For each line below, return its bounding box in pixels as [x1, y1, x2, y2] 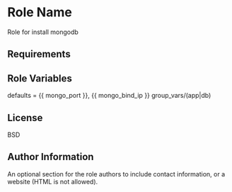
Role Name [7, 4, 72, 21]
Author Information [7, 151, 94, 163]
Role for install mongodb [7, 28, 79, 36]
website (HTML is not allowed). [7, 177, 98, 186]
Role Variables [7, 72, 72, 84]
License [7, 111, 43, 124]
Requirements [7, 48, 71, 60]
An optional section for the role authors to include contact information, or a [7, 169, 226, 178]
